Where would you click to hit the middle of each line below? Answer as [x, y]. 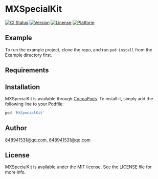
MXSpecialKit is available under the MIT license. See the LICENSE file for [79, 167]
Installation [23, 87]
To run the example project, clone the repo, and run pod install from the [79, 49]
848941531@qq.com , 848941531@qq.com [48, 140]
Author [16, 128]
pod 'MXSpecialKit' [25, 113]
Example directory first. [29, 55]
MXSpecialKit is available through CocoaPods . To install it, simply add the [79, 98]
